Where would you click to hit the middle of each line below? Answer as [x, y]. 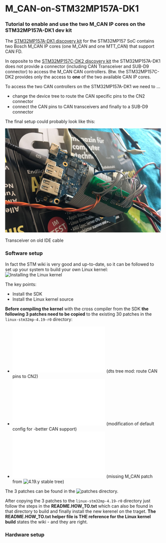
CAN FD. [14, 52]
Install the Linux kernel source [43, 299]
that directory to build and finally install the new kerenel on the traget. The [81, 511]
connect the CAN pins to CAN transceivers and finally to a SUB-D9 [80, 107]
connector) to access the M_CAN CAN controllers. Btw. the [65, 72]
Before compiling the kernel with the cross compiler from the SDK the [77, 309]
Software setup [24, 253]
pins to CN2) [25, 376]
